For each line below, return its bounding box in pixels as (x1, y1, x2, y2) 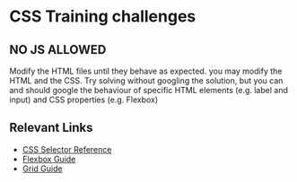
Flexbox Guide (22, 153, 76, 164)
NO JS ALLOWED (9, 42, 107, 57)
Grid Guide (22, 163, 63, 174)
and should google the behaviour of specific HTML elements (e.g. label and (9, 85, 289, 95)
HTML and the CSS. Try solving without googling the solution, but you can (9, 75, 284, 86)
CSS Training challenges (9, 6, 197, 27)
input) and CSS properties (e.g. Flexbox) (9, 94, 159, 105)
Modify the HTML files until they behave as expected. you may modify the (9, 65, 283, 76)
